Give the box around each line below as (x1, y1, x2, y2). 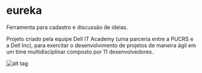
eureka (6, 4, 42, 17)
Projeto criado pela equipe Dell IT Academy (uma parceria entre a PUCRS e (6, 35, 194, 42)
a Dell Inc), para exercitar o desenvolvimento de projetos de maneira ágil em (6, 42, 197, 49)
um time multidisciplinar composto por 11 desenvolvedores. (6, 48, 154, 55)
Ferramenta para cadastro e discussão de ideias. (6, 24, 128, 31)
